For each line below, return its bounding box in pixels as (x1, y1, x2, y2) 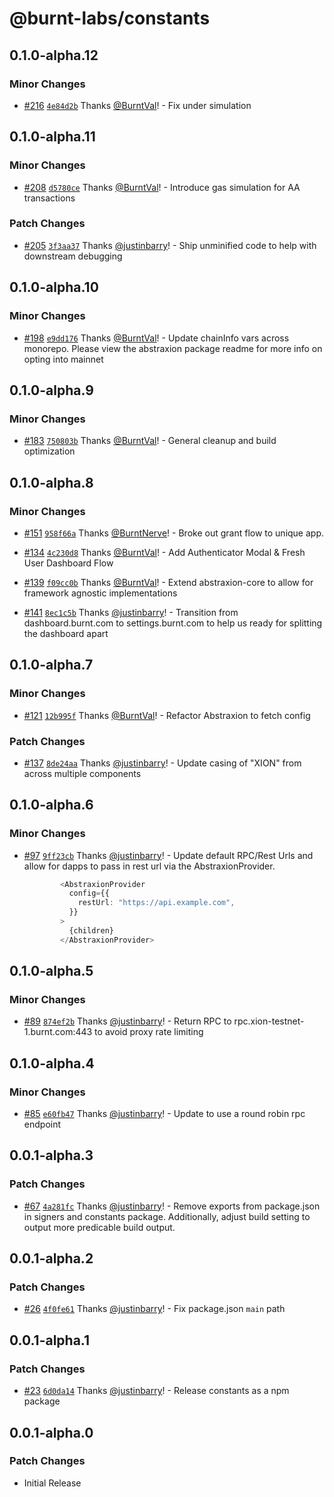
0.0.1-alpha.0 (9, 1424, 94, 1441)
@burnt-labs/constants (9, 7, 211, 30)
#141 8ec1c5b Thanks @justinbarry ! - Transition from (23, 606, 239, 618)
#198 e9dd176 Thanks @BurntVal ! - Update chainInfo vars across (23, 332, 290, 344)
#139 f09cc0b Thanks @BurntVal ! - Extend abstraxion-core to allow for (23, 576, 314, 588)
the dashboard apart (23, 627, 109, 639)
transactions (23, 192, 76, 204)
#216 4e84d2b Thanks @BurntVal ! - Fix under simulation (23, 99, 252, 111)
